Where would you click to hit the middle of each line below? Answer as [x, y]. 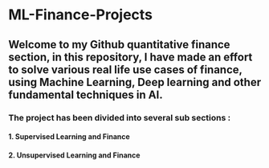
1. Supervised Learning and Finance [69, 137]
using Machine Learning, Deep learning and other [135, 82]
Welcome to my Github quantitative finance [119, 45]
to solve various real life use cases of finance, [125, 70]
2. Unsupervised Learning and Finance [74, 155]
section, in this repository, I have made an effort [130, 57]
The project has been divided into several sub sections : [120, 117]
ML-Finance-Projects [81, 15]
